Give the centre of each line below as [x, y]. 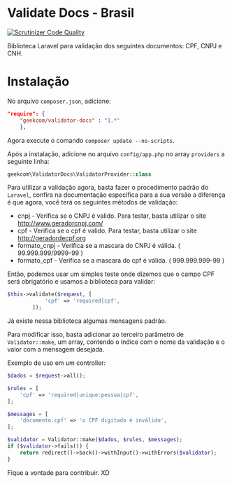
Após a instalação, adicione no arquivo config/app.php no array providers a [116, 154]
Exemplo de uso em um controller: [57, 363]
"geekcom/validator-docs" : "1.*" [70, 120]
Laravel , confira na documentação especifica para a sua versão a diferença [116, 195]
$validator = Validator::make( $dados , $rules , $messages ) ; [95, 440]
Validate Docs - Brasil [71, 13]
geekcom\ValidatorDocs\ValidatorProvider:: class [79, 174]
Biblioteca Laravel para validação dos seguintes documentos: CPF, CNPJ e [115, 46]
